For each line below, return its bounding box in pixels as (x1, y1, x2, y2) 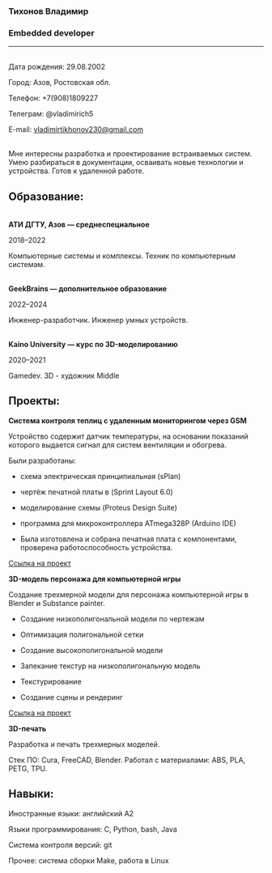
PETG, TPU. (8, 763, 48, 773)
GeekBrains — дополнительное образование (8, 284, 168, 294)
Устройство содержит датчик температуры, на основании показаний (8, 431, 249, 441)
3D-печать (8, 723, 47, 733)
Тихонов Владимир (8, 6, 89, 17)
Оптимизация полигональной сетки (19, 629, 144, 639)
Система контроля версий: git (8, 840, 113, 850)
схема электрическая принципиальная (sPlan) (19, 471, 181, 481)
